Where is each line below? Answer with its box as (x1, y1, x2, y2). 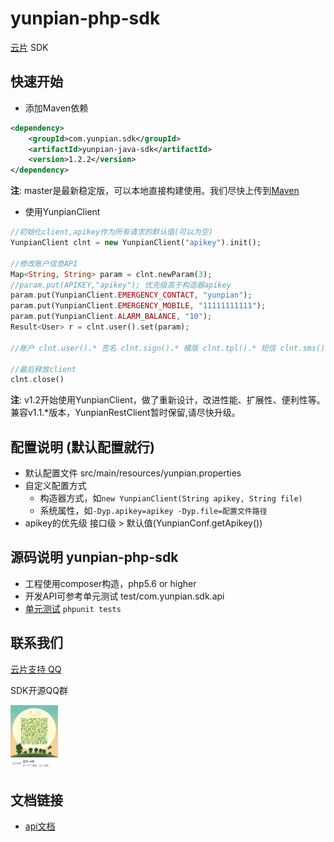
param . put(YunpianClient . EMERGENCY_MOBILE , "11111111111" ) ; (10, 301, 267, 311)
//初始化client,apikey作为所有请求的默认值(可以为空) (10, 227, 213, 237)
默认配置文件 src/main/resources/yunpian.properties (24, 467, 242, 479)
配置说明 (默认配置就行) (10, 438, 155, 456)
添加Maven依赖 (24, 102, 89, 114)
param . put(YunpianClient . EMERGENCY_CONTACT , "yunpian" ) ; (10, 290, 253, 301)
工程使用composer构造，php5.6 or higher (24, 577, 197, 589)
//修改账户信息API (10, 258, 78, 269)
